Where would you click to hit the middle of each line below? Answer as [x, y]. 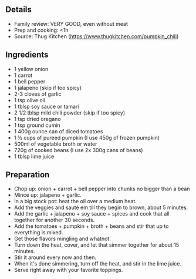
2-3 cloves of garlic [38, 94]
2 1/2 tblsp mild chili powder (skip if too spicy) [70, 112]
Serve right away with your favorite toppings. [68, 270]
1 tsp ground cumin [37, 125]
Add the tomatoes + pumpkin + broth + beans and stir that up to [91, 226]
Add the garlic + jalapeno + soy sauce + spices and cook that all [92, 214]
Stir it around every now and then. [55, 257]
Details [18, 10]
